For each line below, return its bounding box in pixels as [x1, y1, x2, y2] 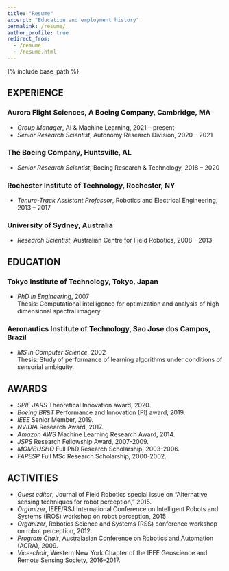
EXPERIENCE [7, 87, 64, 99]
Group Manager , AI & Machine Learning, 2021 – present [16, 123, 175, 131]
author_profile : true [7, 29, 69, 36]
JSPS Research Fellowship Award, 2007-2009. [16, 438, 149, 446]
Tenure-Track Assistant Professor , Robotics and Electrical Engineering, [16, 197, 218, 205]
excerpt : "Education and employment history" [7, 16, 139, 23]
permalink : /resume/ [7, 23, 67, 30]
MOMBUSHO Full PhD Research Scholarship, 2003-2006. [16, 445, 180, 454]
